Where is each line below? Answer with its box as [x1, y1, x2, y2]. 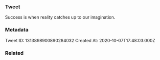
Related [5, 49, 24, 56]
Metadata [5, 27, 28, 33]
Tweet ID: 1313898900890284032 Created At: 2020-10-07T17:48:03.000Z [5, 37, 156, 43]
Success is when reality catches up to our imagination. [5, 15, 115, 20]
